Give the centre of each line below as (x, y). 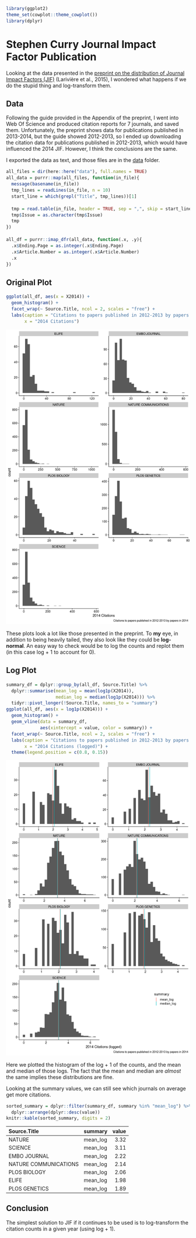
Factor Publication (51, 56)
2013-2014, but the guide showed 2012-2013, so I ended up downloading (94, 136)
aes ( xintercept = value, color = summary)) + (96, 727)
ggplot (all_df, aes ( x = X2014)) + (48, 297)
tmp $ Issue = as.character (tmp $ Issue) (57, 215)
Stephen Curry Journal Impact (81, 44)
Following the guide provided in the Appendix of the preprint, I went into (92, 118)
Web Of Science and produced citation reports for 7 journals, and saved (92, 124)
